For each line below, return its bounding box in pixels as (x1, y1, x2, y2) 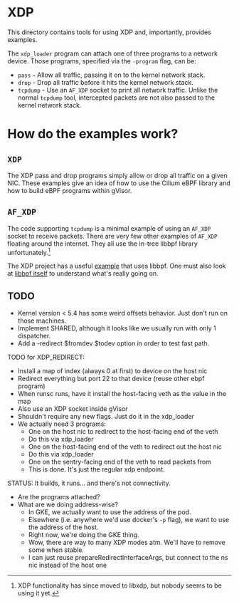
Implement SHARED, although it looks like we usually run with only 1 (17, 324, 217, 333)
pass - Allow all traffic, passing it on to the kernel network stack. (17, 71, 206, 79)
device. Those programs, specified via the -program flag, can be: (7, 56, 197, 65)
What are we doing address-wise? (17, 500, 119, 509)
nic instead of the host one (28, 561, 107, 570)
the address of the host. (28, 523, 99, 531)
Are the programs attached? (17, 493, 100, 501)
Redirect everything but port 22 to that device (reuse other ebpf (17, 375, 205, 383)
